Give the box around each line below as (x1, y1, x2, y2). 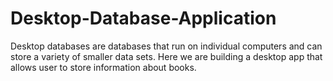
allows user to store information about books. (10, 61, 197, 73)
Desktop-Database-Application (10, 7, 277, 30)
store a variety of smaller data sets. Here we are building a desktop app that (10, 50, 323, 62)
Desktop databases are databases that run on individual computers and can (10, 40, 323, 52)
